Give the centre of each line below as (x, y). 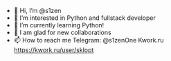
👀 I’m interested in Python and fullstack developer (84, 18)
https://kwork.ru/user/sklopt (54, 50)
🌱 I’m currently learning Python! (59, 25)
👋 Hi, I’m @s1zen (37, 11)
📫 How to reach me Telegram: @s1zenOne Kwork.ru (89, 40)
